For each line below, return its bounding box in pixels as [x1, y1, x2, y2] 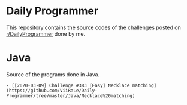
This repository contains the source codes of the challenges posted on [6, 24, 181, 31]
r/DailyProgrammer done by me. [6, 30, 86, 37]
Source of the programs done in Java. [6, 70, 100, 78]
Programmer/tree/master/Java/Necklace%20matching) [6, 92, 135, 99]
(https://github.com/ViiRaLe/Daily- [6, 88, 98, 94]
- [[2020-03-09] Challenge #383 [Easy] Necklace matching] [6, 82, 157, 88]
